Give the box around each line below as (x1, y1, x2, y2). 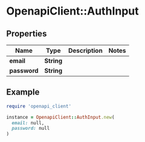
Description (68, 47, 103, 55)
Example (6, 87, 40, 98)
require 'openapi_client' (6, 103, 71, 109)
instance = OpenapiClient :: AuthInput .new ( (6, 114, 115, 120)
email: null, (11, 120, 45, 126)
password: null (11, 126, 50, 132)
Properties (6, 29, 47, 39)
